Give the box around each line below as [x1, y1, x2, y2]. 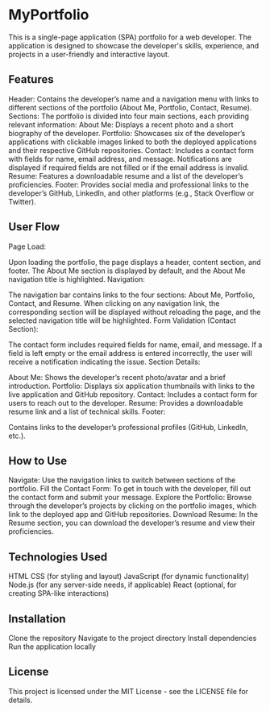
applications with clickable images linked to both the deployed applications [8, 137, 257, 147]
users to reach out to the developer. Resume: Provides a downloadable [8, 398, 243, 407]
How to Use [8, 453, 68, 468]
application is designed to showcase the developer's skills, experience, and [8, 40, 260, 50]
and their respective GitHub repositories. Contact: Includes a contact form [8, 145, 255, 155]
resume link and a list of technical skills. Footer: [8, 407, 166, 416]
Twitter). [8, 196, 36, 206]
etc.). [8, 431, 26, 440]
